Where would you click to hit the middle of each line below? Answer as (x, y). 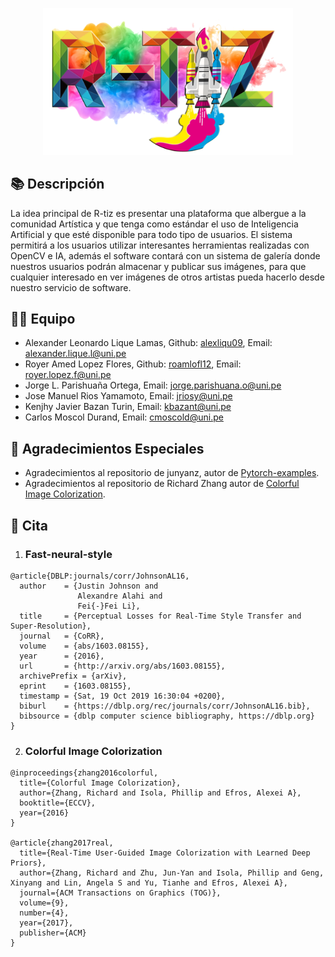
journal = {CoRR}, (62, 636)
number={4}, (44, 913)
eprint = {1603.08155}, (75, 686)
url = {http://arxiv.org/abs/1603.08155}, (122, 666)
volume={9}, (44, 903)
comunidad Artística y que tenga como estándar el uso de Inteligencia (154, 224)
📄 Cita (29, 525)
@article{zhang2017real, (62, 843)
